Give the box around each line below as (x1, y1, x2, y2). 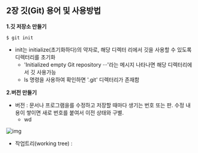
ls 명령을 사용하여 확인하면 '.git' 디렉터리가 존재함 (23, 76, 140, 83)
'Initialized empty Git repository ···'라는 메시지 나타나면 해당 (23, 61, 167, 68)
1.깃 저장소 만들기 (6, 23, 47, 30)
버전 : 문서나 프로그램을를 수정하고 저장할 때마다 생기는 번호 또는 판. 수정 (14, 101, 185, 109)
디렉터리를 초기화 (14, 53, 56, 61)
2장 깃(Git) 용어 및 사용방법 (6, 5, 101, 16)
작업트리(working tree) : (14, 140, 73, 147)
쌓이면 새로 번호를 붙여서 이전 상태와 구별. (26, 109, 124, 116)
